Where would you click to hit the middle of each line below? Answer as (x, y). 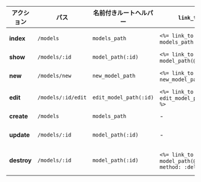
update (19, 135)
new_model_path (114, 76)
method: (170, 167)
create (19, 116)
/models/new (54, 76)
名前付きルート (114, 13)
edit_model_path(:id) (123, 97)
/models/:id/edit (62, 97)
